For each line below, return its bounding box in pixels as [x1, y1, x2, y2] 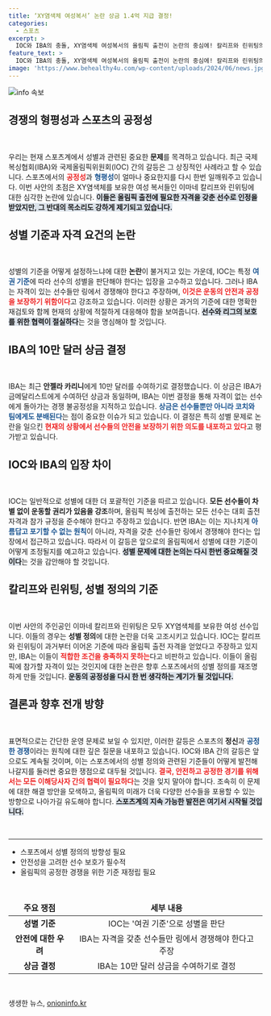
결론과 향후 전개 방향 [8, 697, 104, 711]
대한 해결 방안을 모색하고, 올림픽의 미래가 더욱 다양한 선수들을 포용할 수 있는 [16, 786, 256, 796]
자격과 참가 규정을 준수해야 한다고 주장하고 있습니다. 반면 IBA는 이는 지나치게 [8, 517, 250, 526]
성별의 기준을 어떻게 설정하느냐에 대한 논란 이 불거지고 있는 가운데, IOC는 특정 [8, 267, 252, 277]
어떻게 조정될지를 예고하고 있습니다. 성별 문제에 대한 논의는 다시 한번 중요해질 [8, 547, 250, 556]
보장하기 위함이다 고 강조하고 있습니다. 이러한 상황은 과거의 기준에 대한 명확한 [16, 297, 257, 306]
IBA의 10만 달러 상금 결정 [8, 343, 127, 356]
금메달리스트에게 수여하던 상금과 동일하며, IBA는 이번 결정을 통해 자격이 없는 [8, 392, 248, 402]
